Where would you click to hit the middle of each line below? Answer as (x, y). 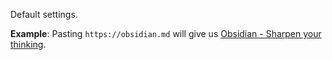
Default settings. (44, 14)
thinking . (28, 44)
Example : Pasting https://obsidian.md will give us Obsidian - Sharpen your (166, 33)
